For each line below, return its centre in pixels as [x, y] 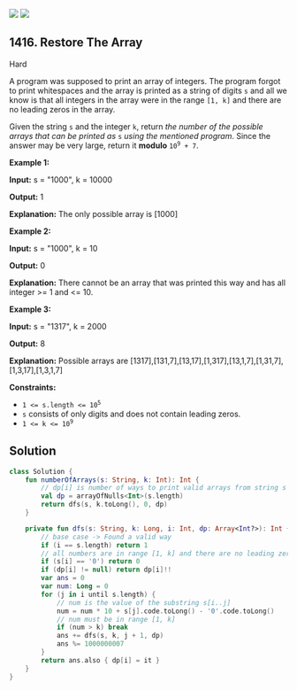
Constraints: [33, 387]
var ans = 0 [63, 578]
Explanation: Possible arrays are [69, 361]
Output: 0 [27, 265]
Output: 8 [27, 343]
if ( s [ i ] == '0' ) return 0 [91, 562]
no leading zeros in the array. [62, 109]
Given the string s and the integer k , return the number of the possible [136, 126]
